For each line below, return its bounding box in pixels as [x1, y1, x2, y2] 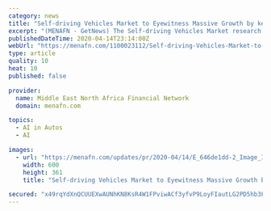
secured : [8, 191, 38, 199]
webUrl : [8, 42, 35, 50]
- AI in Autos [15, 124, 63, 132]
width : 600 [23, 161, 60, 169]
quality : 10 [8, 57, 48, 65]
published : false [8, 72, 67, 80]
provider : [8, 87, 42, 95]
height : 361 [23, 168, 63, 176]
